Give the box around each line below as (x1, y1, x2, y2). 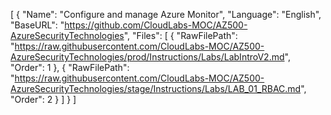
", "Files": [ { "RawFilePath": (123, 30, 238, 41)
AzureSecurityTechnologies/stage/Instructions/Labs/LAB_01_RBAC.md (10, 83, 302, 94)
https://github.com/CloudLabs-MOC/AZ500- (64, 19, 248, 31)
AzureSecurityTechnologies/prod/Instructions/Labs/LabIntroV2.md (10, 51, 285, 63)
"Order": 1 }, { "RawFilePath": (10, 62, 130, 73)
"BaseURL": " (10, 19, 65, 31)
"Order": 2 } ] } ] (10, 94, 77, 105)
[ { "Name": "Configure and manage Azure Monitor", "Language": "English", (10, 9, 322, 20)
